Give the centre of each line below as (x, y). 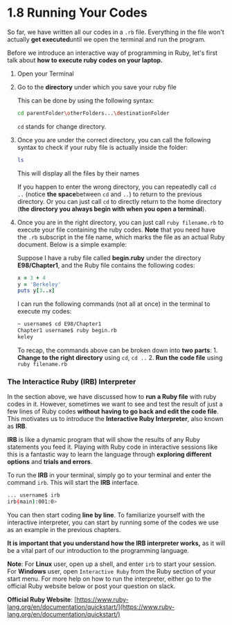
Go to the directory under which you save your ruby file (97, 87)
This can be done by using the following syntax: (86, 100)
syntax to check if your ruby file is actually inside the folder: (102, 147)
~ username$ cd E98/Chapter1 (59, 324)
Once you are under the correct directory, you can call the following (114, 139)
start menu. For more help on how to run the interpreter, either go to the (109, 579)
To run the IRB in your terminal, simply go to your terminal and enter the (109, 475)
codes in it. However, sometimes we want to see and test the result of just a (115, 404)
